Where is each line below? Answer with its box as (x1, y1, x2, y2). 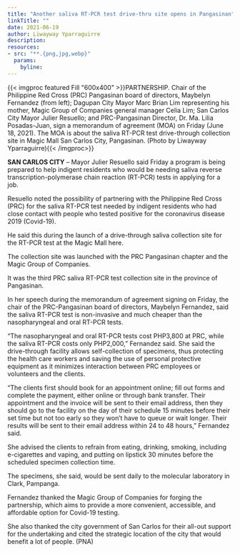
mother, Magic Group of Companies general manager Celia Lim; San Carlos (7, 106, 229, 114)
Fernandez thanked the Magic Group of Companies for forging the (7, 493, 202, 502)
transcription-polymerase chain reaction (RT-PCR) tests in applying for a (7, 173, 221, 181)
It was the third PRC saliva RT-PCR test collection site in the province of (7, 273, 218, 282)
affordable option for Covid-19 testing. (7, 508, 120, 517)
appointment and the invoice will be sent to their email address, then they (7, 398, 224, 407)
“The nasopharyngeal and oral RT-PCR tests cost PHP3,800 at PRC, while (7, 331, 224, 340)
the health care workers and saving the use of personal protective (7, 354, 201, 362)
